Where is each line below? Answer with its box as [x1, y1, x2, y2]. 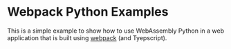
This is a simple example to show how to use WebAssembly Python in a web [7, 27, 225, 35]
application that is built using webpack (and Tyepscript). [7, 33, 167, 42]
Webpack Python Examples [7, 4, 169, 20]
